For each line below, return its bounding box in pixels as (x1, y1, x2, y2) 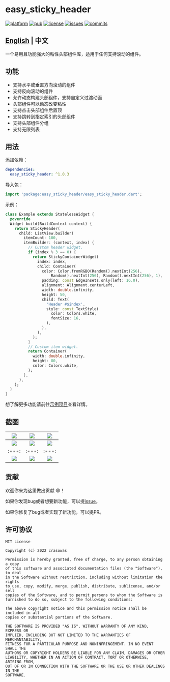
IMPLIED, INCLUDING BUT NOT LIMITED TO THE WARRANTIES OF (5, 632, 131, 638)
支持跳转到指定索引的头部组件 (12, 113, 75, 120)
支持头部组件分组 (12, 120, 49, 126)
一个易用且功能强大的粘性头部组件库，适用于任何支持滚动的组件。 (5, 51, 144, 57)
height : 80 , (32, 359, 58, 364)
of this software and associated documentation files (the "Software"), (5, 566, 163, 571)
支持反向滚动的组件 (12, 88, 53, 94)
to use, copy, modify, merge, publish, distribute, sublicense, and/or (5, 583, 160, 588)
